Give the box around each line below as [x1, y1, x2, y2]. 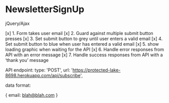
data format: [5, 82, 31, 88]
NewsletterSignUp [5, 4, 85, 15]
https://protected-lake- [73, 67, 121, 73]
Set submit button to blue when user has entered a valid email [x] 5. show [5, 41, 159, 47]
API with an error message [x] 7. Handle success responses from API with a [5, 52, 163, 58]
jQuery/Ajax [5, 20, 30, 26]
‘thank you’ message [5, 57, 49, 63]
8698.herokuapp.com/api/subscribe [5, 72, 81, 78]
